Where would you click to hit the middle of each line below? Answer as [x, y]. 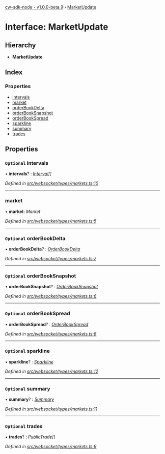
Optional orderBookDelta [35, 238]
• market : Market [23, 212]
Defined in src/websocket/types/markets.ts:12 [52, 371]
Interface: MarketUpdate [57, 27]
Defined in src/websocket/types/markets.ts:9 [51, 447]
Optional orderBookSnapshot [41, 276]
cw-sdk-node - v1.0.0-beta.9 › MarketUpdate [51, 7]
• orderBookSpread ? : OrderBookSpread [47, 324]
